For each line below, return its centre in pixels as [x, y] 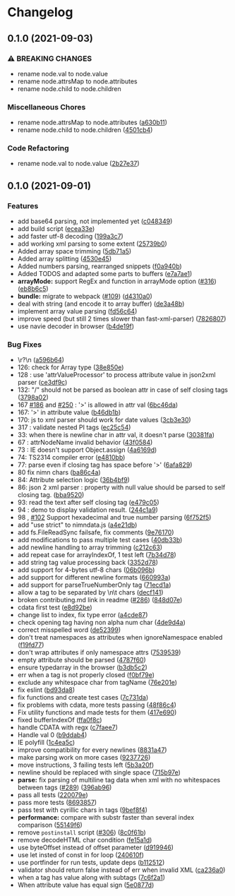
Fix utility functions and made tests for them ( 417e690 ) [97, 712]
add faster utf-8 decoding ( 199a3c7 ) [70, 237]
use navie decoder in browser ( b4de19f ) [76, 326]
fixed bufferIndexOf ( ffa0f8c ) [60, 720]
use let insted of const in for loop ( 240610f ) [81, 855]
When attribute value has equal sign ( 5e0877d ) [86, 885]
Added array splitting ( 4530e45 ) [65, 259]
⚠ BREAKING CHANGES [50, 59]
